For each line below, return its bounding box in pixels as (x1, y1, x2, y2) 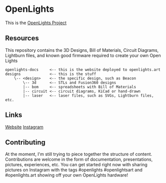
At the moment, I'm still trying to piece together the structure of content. (5, 151, 153, 157)
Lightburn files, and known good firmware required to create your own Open (5, 52, 161, 58)
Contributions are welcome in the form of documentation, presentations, (5, 156, 153, 162)
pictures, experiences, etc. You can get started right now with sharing (5, 162, 148, 168)
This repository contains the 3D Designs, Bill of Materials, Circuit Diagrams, (5, 47, 159, 53)
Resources (5, 34, 39, 42)
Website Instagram (5, 124, 44, 130)
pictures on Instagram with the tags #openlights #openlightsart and (5, 167, 143, 173)
